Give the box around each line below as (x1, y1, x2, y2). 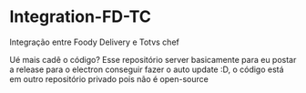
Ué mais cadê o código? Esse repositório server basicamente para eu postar (9, 54, 297, 65)
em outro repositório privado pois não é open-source (9, 73, 209, 84)
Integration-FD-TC (9, 6, 152, 27)
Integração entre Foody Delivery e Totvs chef (9, 36, 179, 47)
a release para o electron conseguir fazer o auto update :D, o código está (9, 64, 284, 75)
